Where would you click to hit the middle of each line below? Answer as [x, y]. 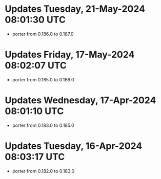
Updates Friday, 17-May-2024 [70, 55]
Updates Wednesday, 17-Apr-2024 [80, 100]
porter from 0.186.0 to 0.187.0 [43, 34]
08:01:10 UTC [34, 111]
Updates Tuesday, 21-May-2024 [75, 9]
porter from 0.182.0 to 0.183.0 [43, 171]
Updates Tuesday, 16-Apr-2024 [74, 146]
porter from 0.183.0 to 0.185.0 [43, 125]
